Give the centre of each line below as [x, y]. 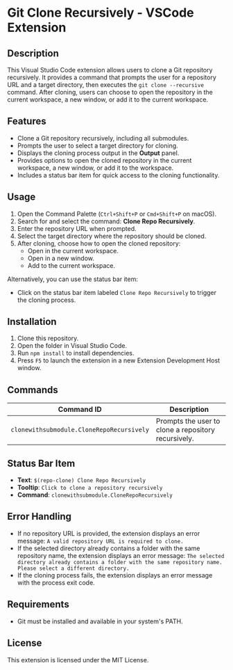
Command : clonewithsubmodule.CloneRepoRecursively [95, 495]
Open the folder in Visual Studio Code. [72, 346]
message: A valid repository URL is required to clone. [100, 541]
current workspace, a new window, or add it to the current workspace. [108, 99]
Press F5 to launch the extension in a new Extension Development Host [119, 360]
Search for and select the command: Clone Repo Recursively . [106, 221]
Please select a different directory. [73, 568]
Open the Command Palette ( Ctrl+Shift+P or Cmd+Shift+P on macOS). [117, 214]
